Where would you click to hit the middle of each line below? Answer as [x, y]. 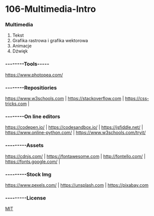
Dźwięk [20, 51]
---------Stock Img [28, 174]
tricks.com [16, 104]
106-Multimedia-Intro [50, 9]
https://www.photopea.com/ [34, 75]
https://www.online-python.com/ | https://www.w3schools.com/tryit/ [76, 133]
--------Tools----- [27, 64]
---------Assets [24, 146]
